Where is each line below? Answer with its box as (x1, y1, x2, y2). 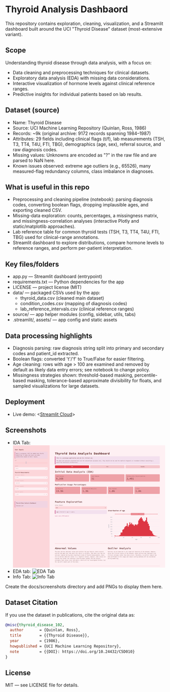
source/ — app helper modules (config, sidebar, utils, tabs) (12, 311, 136, 317)
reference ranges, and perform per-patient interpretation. (12, 245, 133, 251)
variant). (5, 31, 23, 37)
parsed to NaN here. (12, 157, 56, 164)
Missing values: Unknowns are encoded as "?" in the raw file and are (12, 152, 157, 158)
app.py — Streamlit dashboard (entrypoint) (12, 274, 103, 280)
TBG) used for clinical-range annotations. (12, 234, 99, 241)
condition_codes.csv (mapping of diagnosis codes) (20, 301, 127, 307)
